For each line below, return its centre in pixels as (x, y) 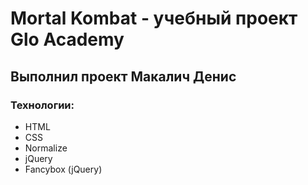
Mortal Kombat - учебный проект (154, 18)
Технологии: (42, 105)
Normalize (46, 148)
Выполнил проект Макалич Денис (123, 76)
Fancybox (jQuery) (63, 169)
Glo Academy (67, 39)
